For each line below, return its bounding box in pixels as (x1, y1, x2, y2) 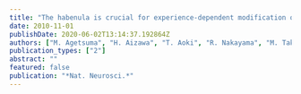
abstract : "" (9, 55, 58, 64)
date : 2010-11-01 (9, 21, 74, 30)
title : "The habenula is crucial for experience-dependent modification (9, 13, 287, 22)
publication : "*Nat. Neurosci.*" (9, 72, 134, 81)
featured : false (9, 64, 70, 73)
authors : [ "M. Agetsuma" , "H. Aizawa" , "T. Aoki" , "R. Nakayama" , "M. (9, 38, 279, 47)
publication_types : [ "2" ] (9, 47, 106, 56)
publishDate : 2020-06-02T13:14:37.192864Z (9, 30, 170, 38)
